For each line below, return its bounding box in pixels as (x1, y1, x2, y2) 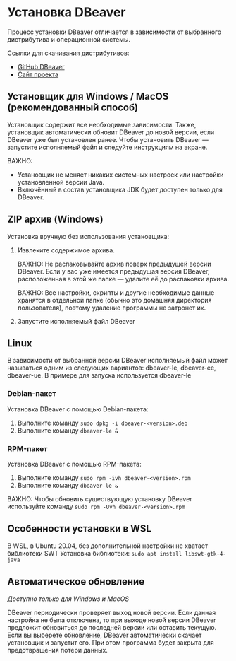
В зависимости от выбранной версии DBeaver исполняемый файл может (7, 356, 228, 365)
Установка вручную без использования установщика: (7, 232, 170, 240)
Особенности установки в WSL (7, 522, 151, 534)
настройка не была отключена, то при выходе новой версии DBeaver (7, 616, 216, 624)
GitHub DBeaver (17, 62, 65, 71)
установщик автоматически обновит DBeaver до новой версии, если (7, 128, 215, 136)
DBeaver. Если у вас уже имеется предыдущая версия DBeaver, (17, 267, 210, 276)
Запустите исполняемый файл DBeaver (17, 317, 135, 325)
